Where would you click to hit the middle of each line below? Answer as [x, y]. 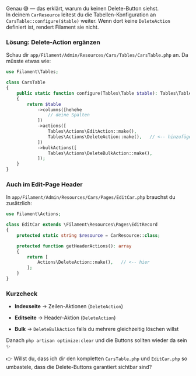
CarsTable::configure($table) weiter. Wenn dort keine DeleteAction [88, 21]
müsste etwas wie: [29, 61]
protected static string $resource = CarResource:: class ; [88, 235]
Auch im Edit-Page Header [44, 184]
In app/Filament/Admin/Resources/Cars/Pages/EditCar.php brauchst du [91, 197]
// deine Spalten [69, 115]
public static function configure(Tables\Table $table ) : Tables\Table [104, 93]
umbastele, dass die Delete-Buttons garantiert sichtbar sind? [79, 367]
